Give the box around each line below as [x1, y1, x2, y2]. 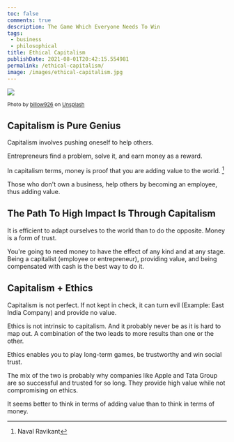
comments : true [7, 17, 52, 24]
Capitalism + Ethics [7, 282, 93, 294]
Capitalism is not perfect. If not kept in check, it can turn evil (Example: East [7, 301, 224, 309]
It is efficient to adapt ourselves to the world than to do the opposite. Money [7, 226, 225, 235]
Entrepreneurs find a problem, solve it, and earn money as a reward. [7, 152, 203, 161]
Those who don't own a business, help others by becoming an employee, [7, 179, 218, 189]
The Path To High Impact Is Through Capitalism [7, 207, 216, 220]
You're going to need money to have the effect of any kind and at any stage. [7, 247, 226, 256]
